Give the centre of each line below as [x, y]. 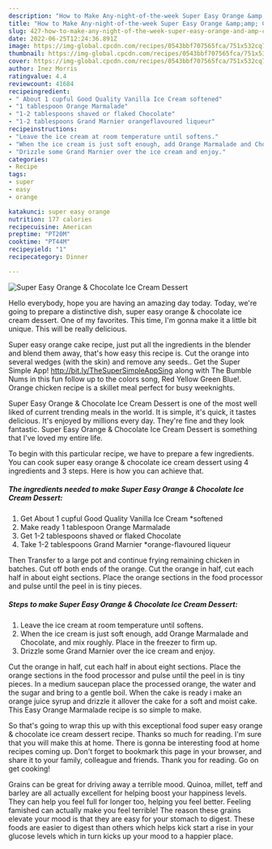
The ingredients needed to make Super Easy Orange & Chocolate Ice [126, 489]
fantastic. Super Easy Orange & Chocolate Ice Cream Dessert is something [133, 429]
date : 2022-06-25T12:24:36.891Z [63, 39]
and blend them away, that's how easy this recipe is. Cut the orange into [129, 353]
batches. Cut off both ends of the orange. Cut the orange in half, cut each [131, 568]
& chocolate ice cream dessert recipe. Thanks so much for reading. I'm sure [135, 734]
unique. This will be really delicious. [68, 329]
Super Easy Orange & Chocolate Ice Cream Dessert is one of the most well [133, 403]
